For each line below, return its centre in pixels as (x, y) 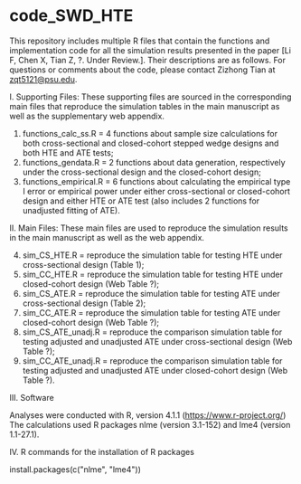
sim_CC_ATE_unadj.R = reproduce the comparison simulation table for (152, 361)
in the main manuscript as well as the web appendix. (107, 237)
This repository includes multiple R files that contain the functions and (140, 41)
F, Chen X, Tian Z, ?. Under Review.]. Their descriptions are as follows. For (148, 60)
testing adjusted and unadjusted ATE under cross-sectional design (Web (157, 341)
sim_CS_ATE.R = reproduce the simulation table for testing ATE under (151, 293)
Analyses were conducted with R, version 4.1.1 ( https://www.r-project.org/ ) (148, 415)
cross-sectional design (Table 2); (84, 303)
